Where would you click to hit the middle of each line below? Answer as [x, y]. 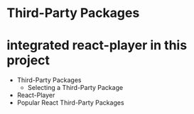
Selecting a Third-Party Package [75, 88]
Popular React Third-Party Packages [71, 103]
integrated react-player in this [97, 46]
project [28, 61]
